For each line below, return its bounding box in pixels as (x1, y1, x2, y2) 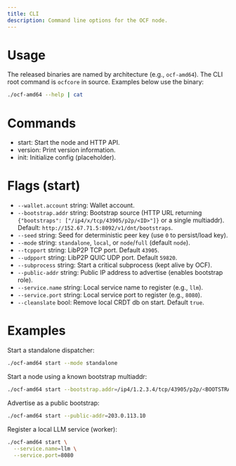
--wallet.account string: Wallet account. (17, 201, 135, 209)
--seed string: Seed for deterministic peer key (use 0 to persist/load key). (17, 231, 228, 240)
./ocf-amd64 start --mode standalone (7, 360, 118, 367)
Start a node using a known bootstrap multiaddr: (7, 373, 147, 380)
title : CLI (7, 10, 39, 18)
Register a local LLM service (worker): (7, 425, 118, 433)
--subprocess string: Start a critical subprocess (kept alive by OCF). (17, 261, 213, 269)
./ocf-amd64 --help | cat (7, 91, 83, 98)
